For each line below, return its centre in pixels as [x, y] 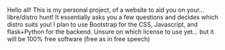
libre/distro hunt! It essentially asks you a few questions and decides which [113, 17]
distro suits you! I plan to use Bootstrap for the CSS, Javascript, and [103, 24]
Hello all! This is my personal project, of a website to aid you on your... [106, 10]
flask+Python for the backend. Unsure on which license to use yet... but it [110, 32]
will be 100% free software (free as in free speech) [79, 39]
